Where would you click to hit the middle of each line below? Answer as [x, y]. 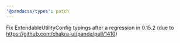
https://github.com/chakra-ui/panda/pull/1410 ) [62, 34]
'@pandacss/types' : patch [37, 11]
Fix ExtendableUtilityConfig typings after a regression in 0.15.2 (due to [90, 28]
